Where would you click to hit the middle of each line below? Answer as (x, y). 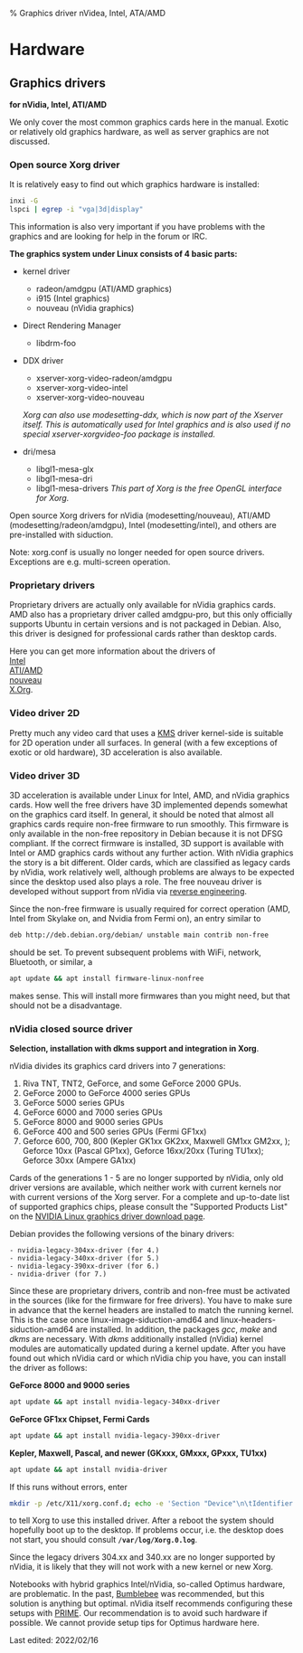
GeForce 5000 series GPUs (73, 1102)
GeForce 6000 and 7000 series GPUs (92, 1112)
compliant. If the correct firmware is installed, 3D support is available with (147, 843)
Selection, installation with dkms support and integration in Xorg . (134, 1048)
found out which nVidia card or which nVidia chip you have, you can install (148, 1358)
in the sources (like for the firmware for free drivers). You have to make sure (151, 1300)
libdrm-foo (56, 344)
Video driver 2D (45, 713)
